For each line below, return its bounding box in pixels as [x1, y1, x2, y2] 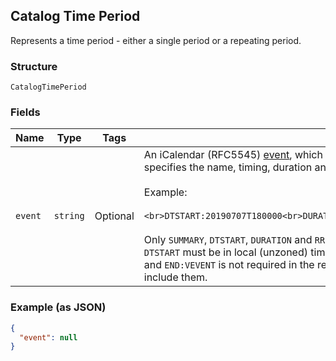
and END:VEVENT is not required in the [143, 258, 315, 272]
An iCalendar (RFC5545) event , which [143, 148, 323, 162]
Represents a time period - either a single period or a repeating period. [10, 34, 302, 46]
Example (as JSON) [10, 300, 107, 314]
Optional [94, 209, 135, 223]
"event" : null [19, 332, 78, 343]
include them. [143, 270, 208, 284]
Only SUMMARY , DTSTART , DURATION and [143, 233, 313, 247]
